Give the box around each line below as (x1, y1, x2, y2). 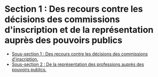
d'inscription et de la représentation (4, 25, 154, 35)
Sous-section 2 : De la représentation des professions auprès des (11, 61, 144, 67)
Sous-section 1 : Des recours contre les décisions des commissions (11, 51, 148, 57)
